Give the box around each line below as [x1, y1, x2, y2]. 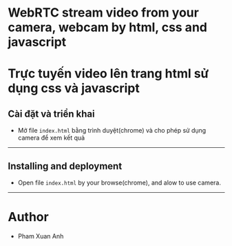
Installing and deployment [8, 160, 123, 172]
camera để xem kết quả [17, 133, 85, 142]
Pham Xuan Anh [17, 231, 64, 240]
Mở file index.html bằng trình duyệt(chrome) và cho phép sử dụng [17, 126, 207, 135]
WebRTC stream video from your [8, 5, 199, 21]
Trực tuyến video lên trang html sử [8, 66, 209, 82]
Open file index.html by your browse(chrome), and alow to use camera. [17, 178, 221, 187]
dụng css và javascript [8, 81, 140, 96]
